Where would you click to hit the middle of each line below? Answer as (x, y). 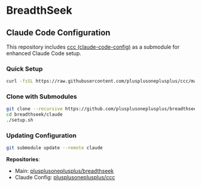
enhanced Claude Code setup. (44, 53)
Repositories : (23, 159)
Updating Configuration (41, 135)
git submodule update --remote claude (54, 148)
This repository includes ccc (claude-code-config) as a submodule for (93, 47)
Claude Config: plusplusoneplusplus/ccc (65, 177)
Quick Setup (25, 68)
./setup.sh (20, 120)
